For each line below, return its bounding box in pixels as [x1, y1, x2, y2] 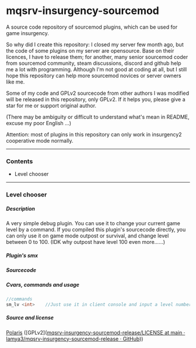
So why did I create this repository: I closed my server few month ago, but [6, 41, 184, 48]
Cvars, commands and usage [6, 281, 80, 288]
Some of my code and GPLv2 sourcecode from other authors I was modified [6, 89, 190, 97]
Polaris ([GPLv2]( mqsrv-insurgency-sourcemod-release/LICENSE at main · [6, 329, 185, 336]
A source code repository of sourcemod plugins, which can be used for [6, 23, 178, 30]
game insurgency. [6, 29, 50, 36]
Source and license [6, 314, 54, 321]
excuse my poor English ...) [6, 119, 72, 126]
